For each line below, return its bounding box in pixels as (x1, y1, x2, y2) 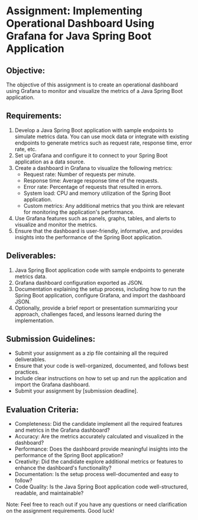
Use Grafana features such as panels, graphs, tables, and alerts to (14, 214, 176, 222)
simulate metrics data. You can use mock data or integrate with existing (14, 133, 189, 140)
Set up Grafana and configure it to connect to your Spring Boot (14, 152, 168, 159)
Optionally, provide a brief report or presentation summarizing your (14, 304, 178, 312)
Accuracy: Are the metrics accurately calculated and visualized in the (14, 433, 184, 440)
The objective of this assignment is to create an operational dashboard (6, 81, 178, 88)
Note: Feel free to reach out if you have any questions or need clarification (6, 501, 187, 508)
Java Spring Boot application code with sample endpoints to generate (14, 267, 185, 274)
